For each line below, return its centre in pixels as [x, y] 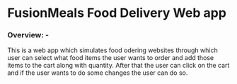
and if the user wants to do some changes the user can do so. [98, 73]
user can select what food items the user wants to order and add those [111, 58]
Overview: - [28, 35]
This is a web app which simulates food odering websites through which [112, 50]
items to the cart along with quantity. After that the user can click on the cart [118, 66]
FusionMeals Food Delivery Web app [117, 13]
